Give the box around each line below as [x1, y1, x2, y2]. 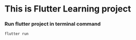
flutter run [4, 31, 29, 37]
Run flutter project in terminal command [4, 21, 101, 27]
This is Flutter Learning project [4, 3, 131, 14]
